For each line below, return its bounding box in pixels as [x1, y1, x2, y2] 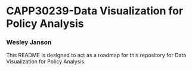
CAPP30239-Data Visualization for [6, 4, 184, 18]
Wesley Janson [6, 38, 52, 47]
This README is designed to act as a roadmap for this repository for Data [6, 52, 187, 59]
